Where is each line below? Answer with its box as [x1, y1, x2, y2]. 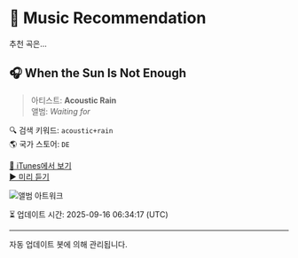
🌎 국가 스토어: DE [9, 138, 70, 149]
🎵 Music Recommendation [9, 8, 207, 28]
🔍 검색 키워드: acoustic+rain [9, 124, 114, 136]
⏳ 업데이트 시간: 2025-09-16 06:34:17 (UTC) [9, 208, 169, 220]
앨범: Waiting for [30, 106, 90, 116]
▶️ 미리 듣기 [9, 171, 51, 182]
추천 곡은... [9, 38, 47, 49]
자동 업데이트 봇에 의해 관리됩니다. [9, 238, 128, 249]
